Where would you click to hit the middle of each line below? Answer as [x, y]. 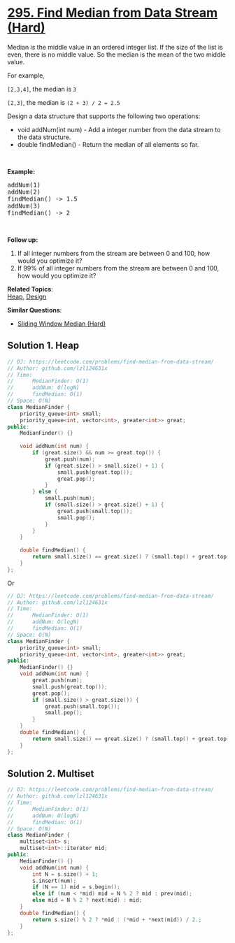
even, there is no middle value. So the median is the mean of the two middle [116, 55]
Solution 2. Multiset [51, 773]
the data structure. [44, 137]
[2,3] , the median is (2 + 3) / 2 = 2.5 [64, 102]
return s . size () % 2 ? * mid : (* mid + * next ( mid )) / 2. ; [117, 920]
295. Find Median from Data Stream [113, 13]
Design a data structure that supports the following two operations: [104, 116]
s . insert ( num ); [55, 881]
